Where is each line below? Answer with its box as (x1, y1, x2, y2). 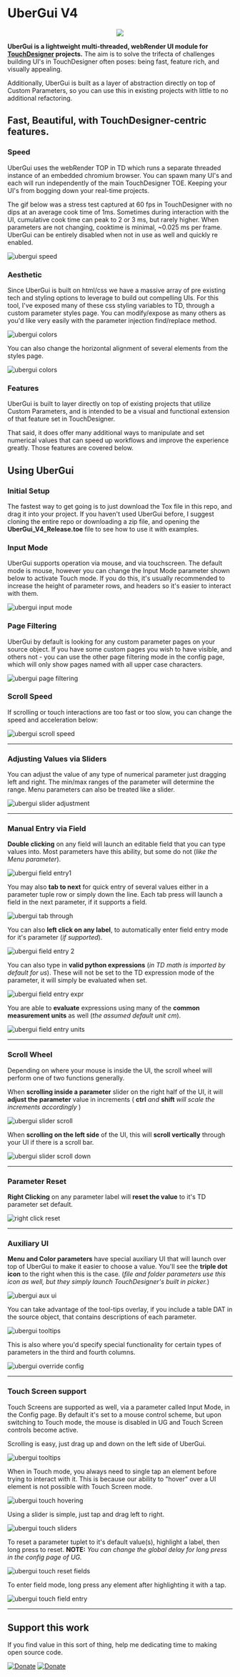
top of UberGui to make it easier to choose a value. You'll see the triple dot (7, 1263, 228, 1271)
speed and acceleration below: (7, 715, 99, 724)
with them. (7, 589, 39, 598)
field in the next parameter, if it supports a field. (7, 898, 148, 907)
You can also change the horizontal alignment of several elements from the (7, 344, 229, 352)
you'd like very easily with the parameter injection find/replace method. (7, 316, 217, 324)
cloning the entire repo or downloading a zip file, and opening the (7, 517, 200, 526)
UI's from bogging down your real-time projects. (7, 186, 150, 194)
